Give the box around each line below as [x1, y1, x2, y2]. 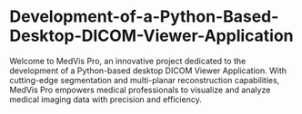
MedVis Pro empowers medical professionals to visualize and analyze [9, 84, 271, 95]
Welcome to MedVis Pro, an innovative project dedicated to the [9, 55, 247, 66]
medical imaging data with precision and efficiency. [9, 93, 202, 105]
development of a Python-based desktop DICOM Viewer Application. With [9, 65, 287, 76]
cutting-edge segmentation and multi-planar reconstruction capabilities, [9, 74, 280, 85]
